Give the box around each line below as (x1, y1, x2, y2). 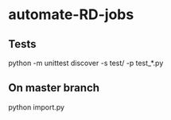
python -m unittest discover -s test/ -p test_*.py (8, 58, 164, 68)
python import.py (8, 102, 65, 112)
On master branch (8, 81, 100, 95)
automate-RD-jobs (8, 6, 134, 24)
